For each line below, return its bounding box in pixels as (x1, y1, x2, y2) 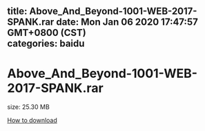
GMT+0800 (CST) (7, 27, 86, 39)
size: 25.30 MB (7, 103, 50, 111)
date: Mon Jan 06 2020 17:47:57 (56, 17, 198, 28)
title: (7, 6, 28, 17)
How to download (7, 117, 57, 125)
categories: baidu (7, 38, 85, 50)
